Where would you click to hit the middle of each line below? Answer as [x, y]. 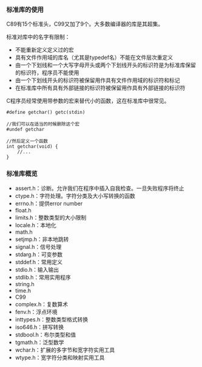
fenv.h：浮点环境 [36, 312]
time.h [23, 290]
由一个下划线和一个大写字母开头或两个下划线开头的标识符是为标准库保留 [105, 65]
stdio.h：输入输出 [37, 270]
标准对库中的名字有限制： [38, 37]
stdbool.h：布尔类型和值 [45, 334]
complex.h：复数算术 [42, 304]
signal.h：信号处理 [38, 246]
